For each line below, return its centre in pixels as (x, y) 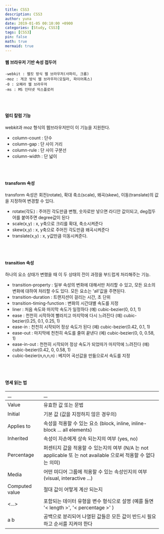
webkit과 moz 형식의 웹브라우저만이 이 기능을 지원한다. (58, 127)
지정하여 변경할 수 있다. (32, 201)
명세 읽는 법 (16, 383)
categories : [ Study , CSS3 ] (32, 28)
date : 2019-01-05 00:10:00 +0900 (39, 23)
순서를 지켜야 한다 (73, 524)
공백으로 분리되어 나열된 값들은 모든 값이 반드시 (95, 516)
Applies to (19, 426)
